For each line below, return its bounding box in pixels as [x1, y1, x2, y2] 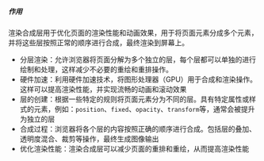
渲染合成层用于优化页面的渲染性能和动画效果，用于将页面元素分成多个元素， [8, 28, 258, 37]
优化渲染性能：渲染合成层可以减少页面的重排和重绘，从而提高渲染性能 [19, 144, 250, 153]
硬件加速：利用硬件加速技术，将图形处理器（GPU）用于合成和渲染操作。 [19, 75, 258, 84]
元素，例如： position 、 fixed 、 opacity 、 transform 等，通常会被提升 [33, 104, 255, 113]
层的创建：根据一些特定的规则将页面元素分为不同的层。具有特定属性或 [19, 94, 250, 104]
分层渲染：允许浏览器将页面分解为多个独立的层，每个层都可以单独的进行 [19, 55, 256, 64]
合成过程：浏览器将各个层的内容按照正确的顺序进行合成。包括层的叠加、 [19, 124, 256, 133]
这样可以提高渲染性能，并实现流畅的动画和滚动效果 [19, 84, 187, 94]
